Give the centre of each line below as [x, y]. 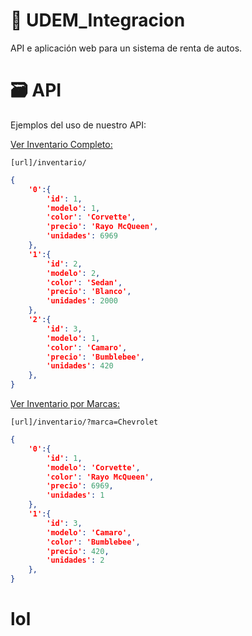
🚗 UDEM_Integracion [98, 20]
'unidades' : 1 [75, 495]
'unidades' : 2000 [82, 301]
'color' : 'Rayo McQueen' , [100, 477]
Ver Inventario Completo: [61, 144]
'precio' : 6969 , [80, 486]
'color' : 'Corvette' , [91, 217]
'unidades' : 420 [80, 366]
